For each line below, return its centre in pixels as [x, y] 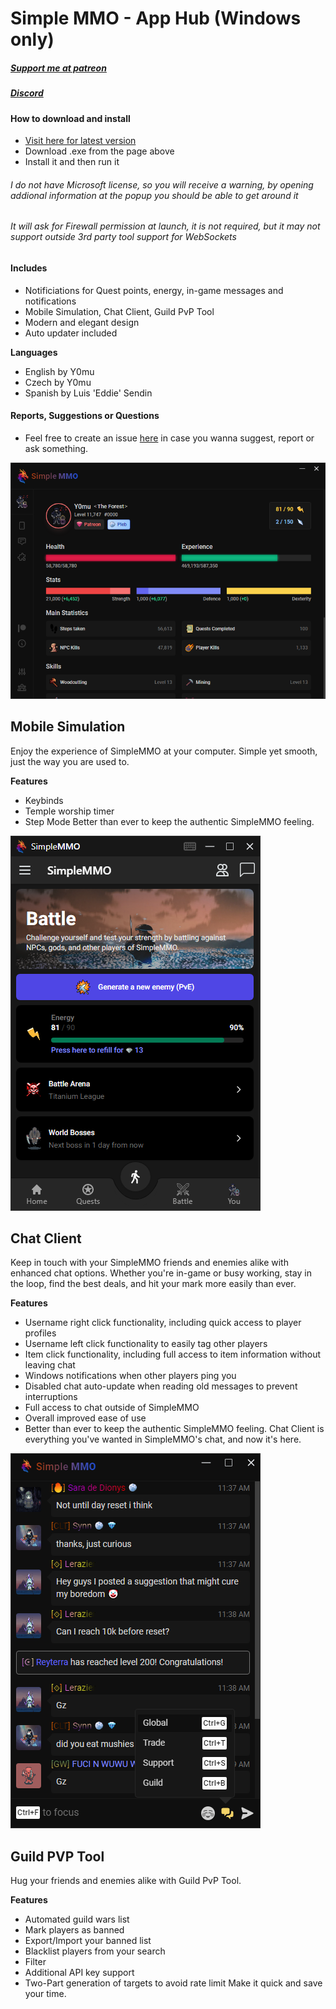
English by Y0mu [59, 371]
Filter [35, 1962]
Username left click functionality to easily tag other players [146, 1344]
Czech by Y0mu [58, 382]
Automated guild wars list [77, 1919]
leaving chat [50, 1365]
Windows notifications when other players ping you [130, 1376]
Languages [34, 352]
